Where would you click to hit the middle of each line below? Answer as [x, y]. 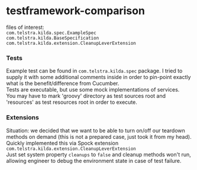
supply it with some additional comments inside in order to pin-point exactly [98, 77]
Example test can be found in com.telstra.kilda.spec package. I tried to [94, 71]
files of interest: [25, 27]
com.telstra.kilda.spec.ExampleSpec [51, 33]
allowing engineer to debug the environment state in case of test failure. [94, 161]
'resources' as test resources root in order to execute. [72, 102]
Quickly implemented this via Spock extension [62, 143]
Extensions [23, 117]
